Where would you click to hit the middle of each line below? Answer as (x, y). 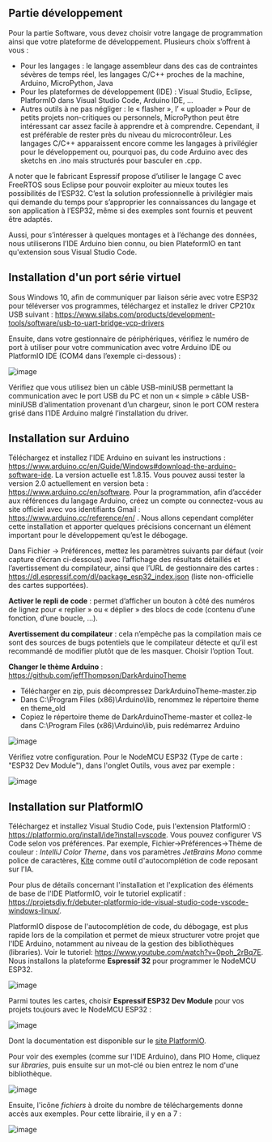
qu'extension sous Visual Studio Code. (73, 252)
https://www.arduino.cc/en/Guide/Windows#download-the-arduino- (122, 467)
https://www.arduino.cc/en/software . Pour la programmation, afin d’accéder (135, 492)
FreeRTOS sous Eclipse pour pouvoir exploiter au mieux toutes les (119, 185)
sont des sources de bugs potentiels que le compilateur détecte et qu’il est (133, 642)
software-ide (30, 475)
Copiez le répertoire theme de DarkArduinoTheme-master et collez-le (136, 717)
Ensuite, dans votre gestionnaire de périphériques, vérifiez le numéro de (129, 339)
